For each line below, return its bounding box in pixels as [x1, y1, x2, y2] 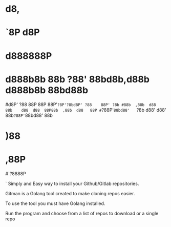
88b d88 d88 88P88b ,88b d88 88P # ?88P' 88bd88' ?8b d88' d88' [5, 107, 166, 113]
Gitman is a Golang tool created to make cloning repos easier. [5, 190, 135, 196]
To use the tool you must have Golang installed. [5, 200, 105, 207]
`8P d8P [5, 27, 40, 38]
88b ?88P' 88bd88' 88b [5, 112, 53, 118]
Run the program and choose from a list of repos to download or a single [5, 210, 159, 216]
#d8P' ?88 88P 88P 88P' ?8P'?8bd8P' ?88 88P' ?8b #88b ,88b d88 [5, 101, 156, 108]
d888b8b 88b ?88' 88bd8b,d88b [5, 73, 150, 85]
